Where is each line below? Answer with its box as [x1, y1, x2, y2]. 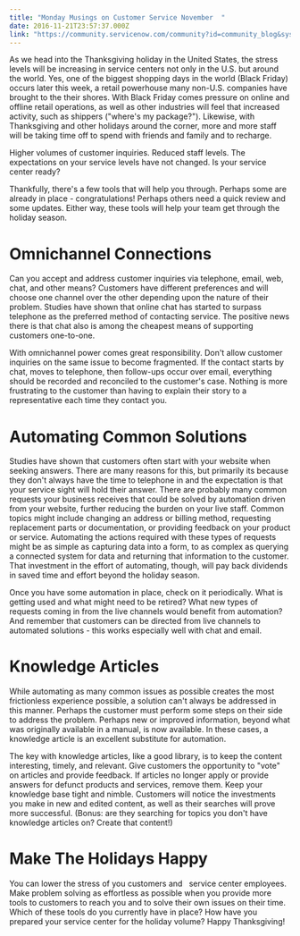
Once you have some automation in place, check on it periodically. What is [9, 587, 284, 598]
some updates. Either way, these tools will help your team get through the [9, 203, 280, 214]
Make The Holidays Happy [9, 848, 208, 869]
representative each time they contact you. [9, 395, 168, 406]
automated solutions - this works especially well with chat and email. [9, 625, 262, 636]
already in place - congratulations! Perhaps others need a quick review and [9, 193, 286, 204]
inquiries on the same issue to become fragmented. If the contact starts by [9, 357, 284, 367]
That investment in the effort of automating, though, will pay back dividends [9, 561, 288, 571]
